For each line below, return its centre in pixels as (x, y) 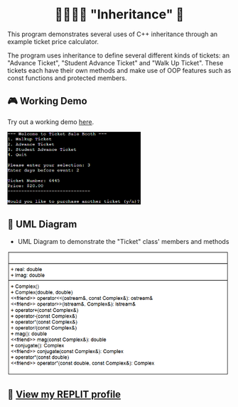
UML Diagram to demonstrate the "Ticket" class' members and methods (123, 241)
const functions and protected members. (67, 78)
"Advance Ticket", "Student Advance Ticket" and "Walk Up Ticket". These (115, 62)
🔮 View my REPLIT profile (64, 395)
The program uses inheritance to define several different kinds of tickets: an (118, 55)
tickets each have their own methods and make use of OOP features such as (119, 70)
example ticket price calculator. (53, 41)
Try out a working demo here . (51, 122)
